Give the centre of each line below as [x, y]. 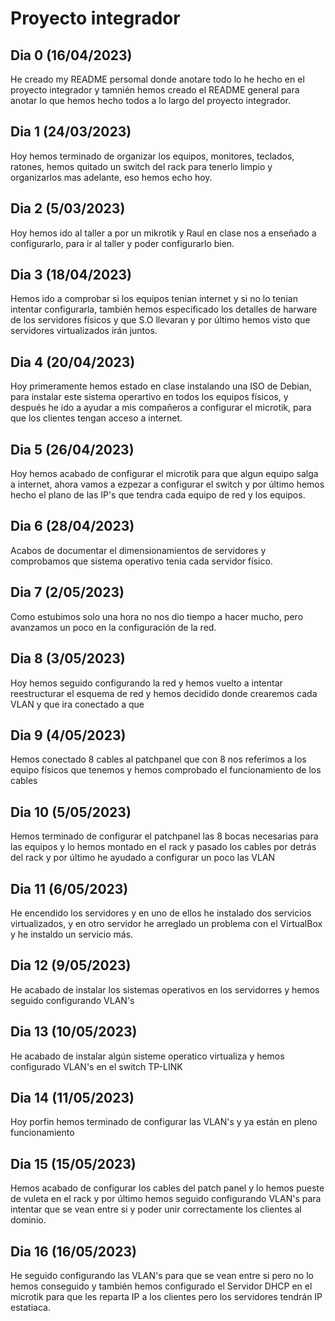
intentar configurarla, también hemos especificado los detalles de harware [164, 309]
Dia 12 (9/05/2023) [71, 965]
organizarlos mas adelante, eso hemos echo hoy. [111, 177]
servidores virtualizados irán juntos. [84, 331]
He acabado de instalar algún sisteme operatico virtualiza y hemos [147, 1056]
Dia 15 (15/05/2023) [73, 1163]
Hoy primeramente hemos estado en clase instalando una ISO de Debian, [161, 386]
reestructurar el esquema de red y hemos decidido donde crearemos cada [164, 693]
